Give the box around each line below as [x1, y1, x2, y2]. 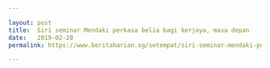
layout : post [8, 18, 52, 26]
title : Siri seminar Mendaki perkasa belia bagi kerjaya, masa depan [8, 26, 250, 34]
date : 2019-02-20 [8, 34, 74, 42]
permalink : [8, 41, 45, 49]
